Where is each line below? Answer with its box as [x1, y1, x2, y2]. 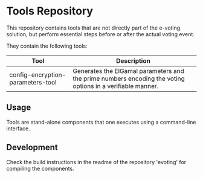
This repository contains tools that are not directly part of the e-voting [6, 24, 181, 31]
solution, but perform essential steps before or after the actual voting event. [6, 30, 195, 37]
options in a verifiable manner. [72, 81, 159, 90]
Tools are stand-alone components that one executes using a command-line [6, 118, 196, 126]
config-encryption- [9, 71, 66, 79]
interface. [6, 125, 30, 132]
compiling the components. [6, 165, 74, 172]
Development [6, 142, 59, 153]
